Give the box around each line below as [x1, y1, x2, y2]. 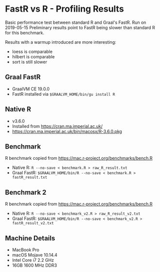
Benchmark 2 [5, 188, 47, 196]
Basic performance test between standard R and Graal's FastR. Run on [5, 19, 146, 25]
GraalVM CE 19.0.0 [12, 86, 50, 92]
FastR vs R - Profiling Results [5, 3, 124, 15]
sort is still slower [12, 59, 47, 65]
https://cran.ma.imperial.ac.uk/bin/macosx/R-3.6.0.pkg [12, 128, 123, 134]
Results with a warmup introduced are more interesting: [5, 39, 117, 45]
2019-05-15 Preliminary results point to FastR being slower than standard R [5, 24, 156, 30]
